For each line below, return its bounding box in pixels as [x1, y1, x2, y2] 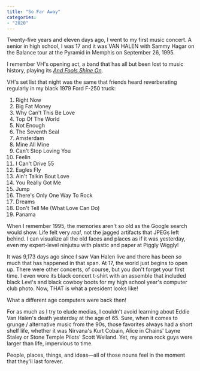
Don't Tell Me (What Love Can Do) [15, 205, 100, 212]
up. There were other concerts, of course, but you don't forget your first [7, 266, 184, 273]
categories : [7, 14, 37, 20]
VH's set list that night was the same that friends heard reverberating [7, 78, 177, 86]
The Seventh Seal [15, 128, 59, 135]
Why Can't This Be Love [15, 109, 75, 117]
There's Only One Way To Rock [15, 192, 93, 199]
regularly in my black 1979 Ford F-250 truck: [7, 85, 116, 92]
